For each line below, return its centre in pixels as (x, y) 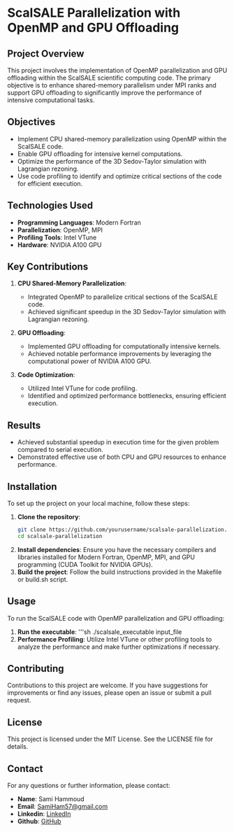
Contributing (36, 669)
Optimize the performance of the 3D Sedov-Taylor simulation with (112, 161)
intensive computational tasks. (51, 100)
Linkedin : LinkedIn (44, 814)
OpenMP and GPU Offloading (93, 28)
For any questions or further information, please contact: (89, 786)
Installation (32, 487)
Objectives (31, 122)
